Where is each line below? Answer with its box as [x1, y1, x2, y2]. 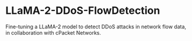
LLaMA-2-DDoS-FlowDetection [5, 4, 160, 17]
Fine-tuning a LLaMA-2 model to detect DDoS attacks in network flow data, [5, 23, 187, 30]
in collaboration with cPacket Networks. [5, 29, 102, 36]
